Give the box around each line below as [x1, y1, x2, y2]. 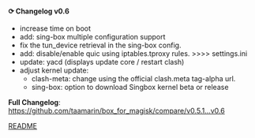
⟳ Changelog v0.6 [8, 6, 69, 16]
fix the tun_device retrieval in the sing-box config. [19, 40, 182, 50]
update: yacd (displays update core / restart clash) [19, 58, 185, 67]
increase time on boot [19, 24, 92, 33]
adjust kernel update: [19, 65, 89, 75]
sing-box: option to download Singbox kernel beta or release [31, 83, 229, 92]
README [8, 121, 38, 131]
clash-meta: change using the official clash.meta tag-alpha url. [31, 74, 236, 84]
